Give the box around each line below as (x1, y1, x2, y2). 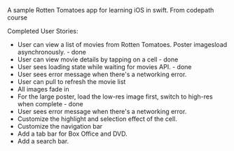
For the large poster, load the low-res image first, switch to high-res (17, 92, 213, 101)
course (7, 13, 28, 22)
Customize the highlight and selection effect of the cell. (17, 115, 177, 123)
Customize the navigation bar (17, 122, 103, 130)
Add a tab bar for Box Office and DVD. (17, 129, 128, 138)
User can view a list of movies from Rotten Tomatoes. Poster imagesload (17, 41, 228, 48)
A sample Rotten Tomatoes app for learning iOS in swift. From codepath (7, 6, 214, 14)
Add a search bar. (17, 137, 69, 145)
